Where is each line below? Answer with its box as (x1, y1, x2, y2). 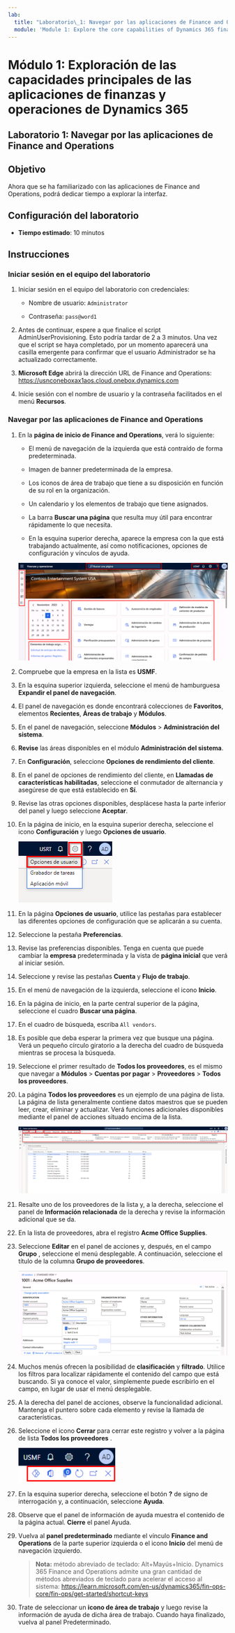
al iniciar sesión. (17, 959, 65, 968)
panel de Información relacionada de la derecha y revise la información (17, 1207, 225, 1217)
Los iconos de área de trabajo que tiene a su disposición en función (28, 479, 224, 487)
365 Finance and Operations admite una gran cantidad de (35, 1567, 202, 1576)
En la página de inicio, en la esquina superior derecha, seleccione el (17, 820, 213, 829)
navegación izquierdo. (17, 1547, 82, 1555)
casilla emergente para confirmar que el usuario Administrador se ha (17, 348, 215, 356)
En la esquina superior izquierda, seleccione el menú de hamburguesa (17, 681, 220, 690)
